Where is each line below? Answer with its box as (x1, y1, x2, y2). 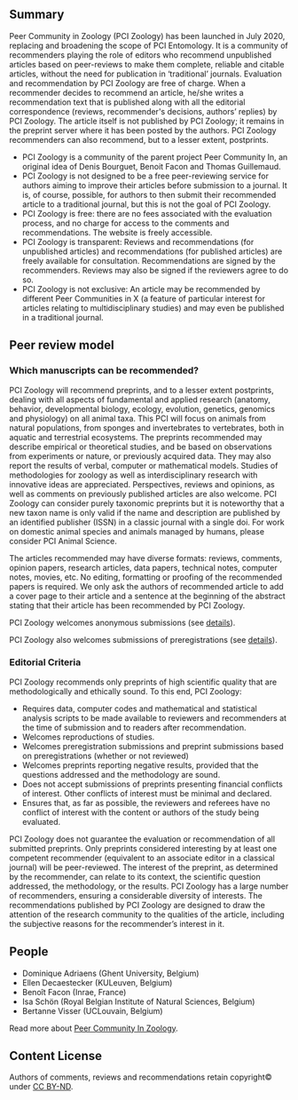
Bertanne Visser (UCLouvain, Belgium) (21, 1005, 163, 1016)
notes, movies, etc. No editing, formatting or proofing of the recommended (9, 572, 283, 582)
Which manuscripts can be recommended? (9, 364, 200, 376)
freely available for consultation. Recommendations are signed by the (21, 255, 277, 265)
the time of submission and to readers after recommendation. (21, 722, 247, 732)
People (9, 945, 49, 960)
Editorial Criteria (9, 656, 82, 669)
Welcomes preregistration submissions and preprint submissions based (21, 740, 284, 751)
